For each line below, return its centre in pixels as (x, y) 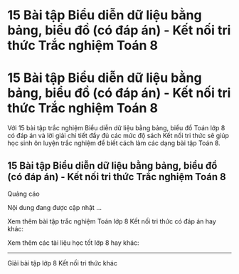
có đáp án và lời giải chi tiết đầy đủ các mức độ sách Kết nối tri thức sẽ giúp (118, 136)
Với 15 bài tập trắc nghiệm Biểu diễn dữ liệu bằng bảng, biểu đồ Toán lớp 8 (116, 128)
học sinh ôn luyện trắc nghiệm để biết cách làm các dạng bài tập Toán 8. (114, 143)
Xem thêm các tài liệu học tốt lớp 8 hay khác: (74, 243)
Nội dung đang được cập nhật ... (54, 207)
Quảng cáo (24, 194)
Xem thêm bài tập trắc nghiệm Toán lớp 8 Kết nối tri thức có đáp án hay (112, 221)
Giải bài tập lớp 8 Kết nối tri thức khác (62, 263)
